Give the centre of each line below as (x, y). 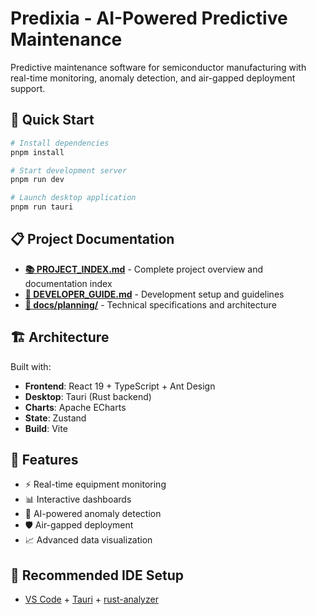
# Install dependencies (60, 143)
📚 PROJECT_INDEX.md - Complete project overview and (144, 269)
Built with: (31, 366)
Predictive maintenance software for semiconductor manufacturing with (158, 67)
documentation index (68, 283)
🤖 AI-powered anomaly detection (93, 514)
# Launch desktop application (73, 198)
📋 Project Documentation (92, 239)
